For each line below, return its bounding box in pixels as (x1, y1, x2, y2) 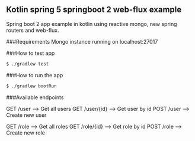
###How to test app (6, 50, 55, 57)
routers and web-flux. (6, 27, 59, 34)
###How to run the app (6, 71, 63, 78)
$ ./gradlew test (6, 61, 49, 67)
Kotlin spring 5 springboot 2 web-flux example (6, 5, 182, 15)
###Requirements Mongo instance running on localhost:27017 (6, 38, 158, 45)
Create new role (6, 129, 46, 136)
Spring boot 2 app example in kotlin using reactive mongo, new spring (6, 20, 177, 27)
